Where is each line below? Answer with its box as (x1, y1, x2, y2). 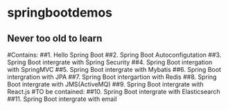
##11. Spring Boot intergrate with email (7, 95, 117, 103)
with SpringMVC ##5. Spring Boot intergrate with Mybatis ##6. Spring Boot (7, 66, 222, 73)
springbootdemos (7, 5, 113, 21)
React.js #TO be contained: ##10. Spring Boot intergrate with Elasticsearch (7, 88, 220, 95)
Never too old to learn (7, 33, 103, 44)
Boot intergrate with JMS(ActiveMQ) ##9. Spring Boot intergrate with (7, 80, 204, 88)
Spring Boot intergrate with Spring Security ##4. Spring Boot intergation (7, 58, 213, 66)
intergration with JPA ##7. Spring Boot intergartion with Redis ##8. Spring (7, 73, 217, 81)
